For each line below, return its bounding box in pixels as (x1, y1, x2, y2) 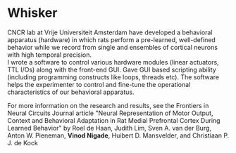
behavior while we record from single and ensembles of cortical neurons (7, 43, 218, 51)
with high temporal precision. (7, 51, 92, 59)
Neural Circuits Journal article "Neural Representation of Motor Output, (7, 109, 213, 117)
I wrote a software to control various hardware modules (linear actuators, (7, 58, 220, 66)
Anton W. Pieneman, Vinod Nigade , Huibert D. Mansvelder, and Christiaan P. (7, 131, 230, 140)
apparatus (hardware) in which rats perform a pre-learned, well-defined (7, 35, 216, 44)
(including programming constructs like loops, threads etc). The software (7, 72, 220, 81)
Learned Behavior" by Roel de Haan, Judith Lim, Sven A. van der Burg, (7, 124, 212, 132)
